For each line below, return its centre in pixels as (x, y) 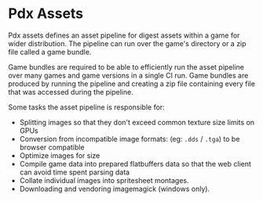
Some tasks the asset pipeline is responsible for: (86, 107)
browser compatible (52, 147)
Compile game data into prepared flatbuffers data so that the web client (135, 163)
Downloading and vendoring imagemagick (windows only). (115, 188)
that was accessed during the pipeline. (71, 92)
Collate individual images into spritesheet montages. (104, 180)
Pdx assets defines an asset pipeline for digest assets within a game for (124, 35)
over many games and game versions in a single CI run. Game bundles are (128, 75)
